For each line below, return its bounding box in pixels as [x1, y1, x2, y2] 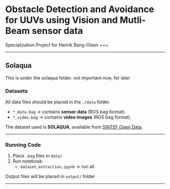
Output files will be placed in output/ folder [5, 173, 95, 179]
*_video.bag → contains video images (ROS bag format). [12, 114, 132, 120]
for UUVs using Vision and [5, 14, 118, 26]
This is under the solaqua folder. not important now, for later [5, 74, 131, 81]
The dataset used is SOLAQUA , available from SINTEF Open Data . [5, 124, 143, 130]
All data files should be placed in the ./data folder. [5, 99, 110, 105]
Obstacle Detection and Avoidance [5, 4, 154, 15]
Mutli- [119, 14, 146, 26]
